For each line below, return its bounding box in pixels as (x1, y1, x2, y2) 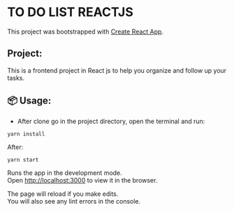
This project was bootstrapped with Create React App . (7, 27, 164, 36)
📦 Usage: (7, 95, 52, 107)
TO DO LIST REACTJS (7, 4, 134, 20)
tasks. (7, 73, 25, 82)
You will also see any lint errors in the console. (7, 197, 141, 205)
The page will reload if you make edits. (7, 190, 119, 198)
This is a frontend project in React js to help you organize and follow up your (7, 66, 227, 74)
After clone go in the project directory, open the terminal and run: (17, 117, 205, 125)
